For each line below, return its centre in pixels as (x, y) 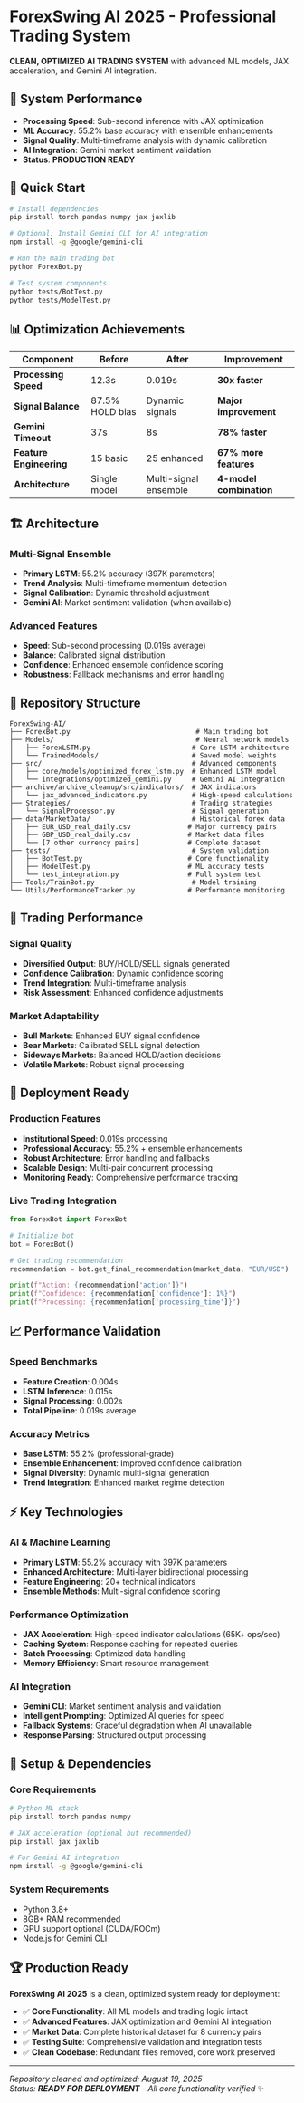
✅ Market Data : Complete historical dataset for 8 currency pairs (142, 2032)
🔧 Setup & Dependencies (81, 1764)
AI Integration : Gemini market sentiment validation (117, 150)
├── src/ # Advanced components (143, 764)
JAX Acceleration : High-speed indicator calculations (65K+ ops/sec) (151, 1634)
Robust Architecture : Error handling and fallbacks (116, 1158)
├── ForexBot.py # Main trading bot (139, 732)
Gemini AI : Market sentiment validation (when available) (127, 602)
